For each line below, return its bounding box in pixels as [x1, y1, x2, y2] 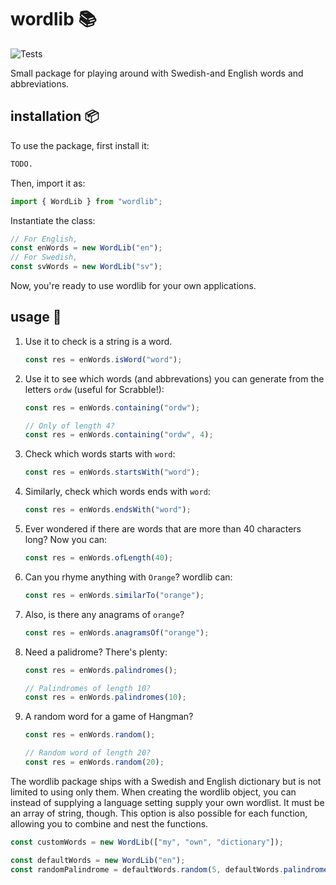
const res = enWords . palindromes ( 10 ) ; [24, 692, 187, 703]
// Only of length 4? [24, 421, 115, 431]
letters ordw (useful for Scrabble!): [24, 383, 165, 395]
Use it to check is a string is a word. [24, 335, 173, 347]
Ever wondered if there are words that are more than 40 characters [24, 523, 302, 535]
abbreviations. [10, 77, 70, 90]
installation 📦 [10, 108, 100, 125]
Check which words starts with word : [24, 448, 176, 460]
